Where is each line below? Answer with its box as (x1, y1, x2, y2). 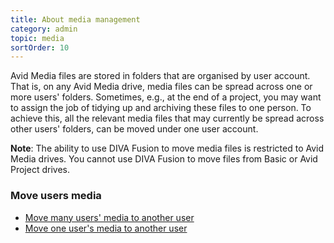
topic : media (10, 33, 65, 43)
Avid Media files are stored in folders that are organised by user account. (10, 70, 311, 82)
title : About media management (10, 14, 141, 25)
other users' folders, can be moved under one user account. (10, 123, 259, 135)
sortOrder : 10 (10, 42, 70, 53)
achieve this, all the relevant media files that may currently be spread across (10, 112, 325, 125)
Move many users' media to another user (24, 211, 195, 223)
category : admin (10, 24, 78, 34)
